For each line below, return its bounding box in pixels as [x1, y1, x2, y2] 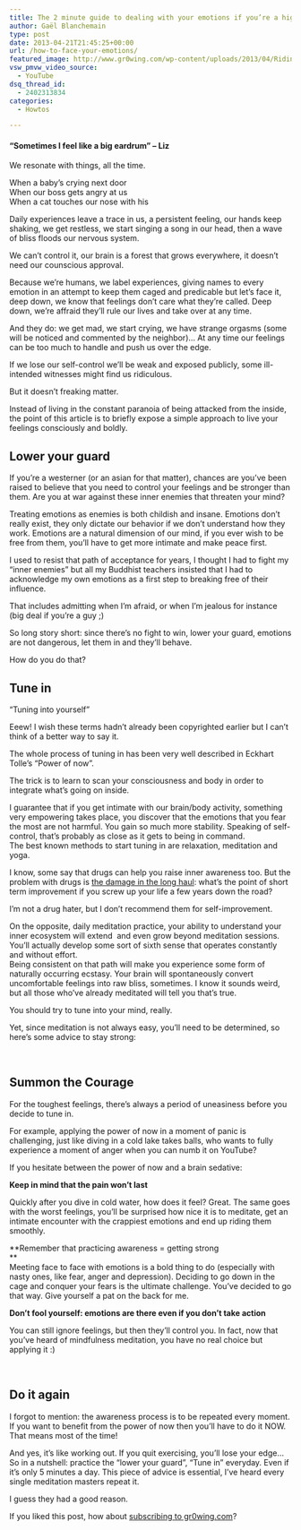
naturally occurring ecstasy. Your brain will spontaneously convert [9, 968, 254, 979]
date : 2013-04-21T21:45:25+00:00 [9, 38, 134, 47]
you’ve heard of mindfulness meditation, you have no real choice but [9, 1334, 263, 1345]
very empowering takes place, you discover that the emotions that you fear [9, 812, 287, 822]
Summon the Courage [9, 1075, 134, 1090]
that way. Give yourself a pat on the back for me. [9, 1290, 190, 1301]
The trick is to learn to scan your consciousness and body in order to [9, 776, 264, 786]
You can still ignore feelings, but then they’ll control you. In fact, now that [9, 1325, 279, 1336]
